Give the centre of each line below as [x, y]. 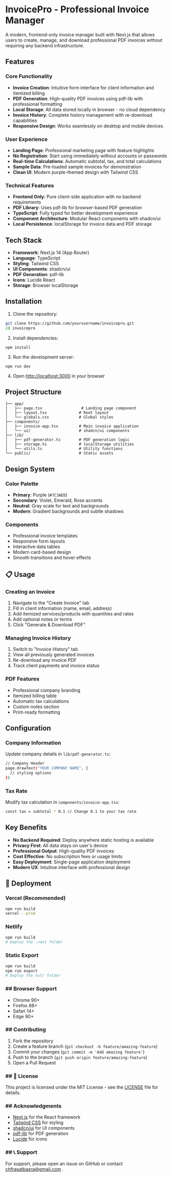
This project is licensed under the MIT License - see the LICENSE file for [82, 1087]
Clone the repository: [35, 314]
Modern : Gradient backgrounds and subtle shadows [68, 511]
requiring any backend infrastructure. [45, 45]
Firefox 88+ [25, 1005]
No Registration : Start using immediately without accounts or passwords [90, 156]
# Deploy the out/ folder [33, 975]
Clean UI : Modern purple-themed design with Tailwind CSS [75, 172]
